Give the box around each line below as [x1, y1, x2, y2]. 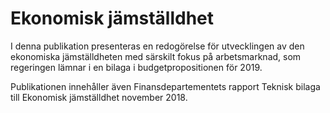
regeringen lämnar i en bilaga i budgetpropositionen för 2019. [10, 61, 263, 73]
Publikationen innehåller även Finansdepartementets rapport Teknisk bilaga [10, 80, 321, 92]
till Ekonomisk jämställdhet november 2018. [10, 91, 188, 103]
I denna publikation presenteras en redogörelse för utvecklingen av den [10, 40, 305, 52]
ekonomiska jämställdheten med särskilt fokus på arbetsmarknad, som [10, 50, 302, 62]
